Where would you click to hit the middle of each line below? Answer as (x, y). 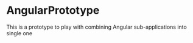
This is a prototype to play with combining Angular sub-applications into (96, 27)
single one (19, 33)
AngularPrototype (53, 10)
